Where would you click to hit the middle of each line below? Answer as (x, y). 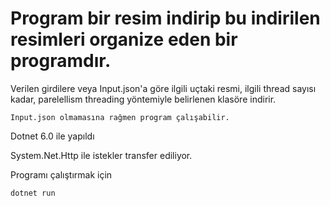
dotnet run (33, 193)
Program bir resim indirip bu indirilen (165, 18)
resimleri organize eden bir (124, 39)
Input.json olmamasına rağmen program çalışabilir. (120, 117)
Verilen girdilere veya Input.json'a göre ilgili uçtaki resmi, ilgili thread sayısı (163, 88)
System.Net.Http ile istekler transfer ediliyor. (101, 155)
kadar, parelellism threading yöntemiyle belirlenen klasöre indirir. (143, 99)
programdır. (61, 61)
